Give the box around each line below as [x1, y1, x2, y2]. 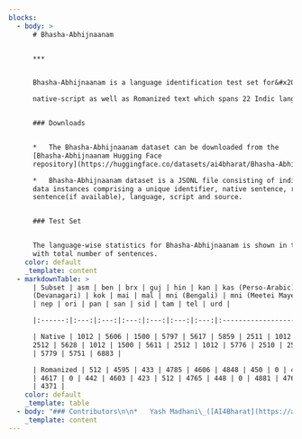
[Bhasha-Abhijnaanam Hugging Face [32, 151, 163, 160]
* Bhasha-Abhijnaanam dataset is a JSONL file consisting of [32, 176, 276, 185]
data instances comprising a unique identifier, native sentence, [32, 184, 288, 194]
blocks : [8, 13, 38, 23]
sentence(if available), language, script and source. [32, 193, 243, 202]
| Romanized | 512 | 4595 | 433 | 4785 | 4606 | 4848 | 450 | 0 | [32, 365, 288, 374]
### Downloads [32, 119, 87, 128]
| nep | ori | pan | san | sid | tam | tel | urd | [32, 299, 231, 309]
